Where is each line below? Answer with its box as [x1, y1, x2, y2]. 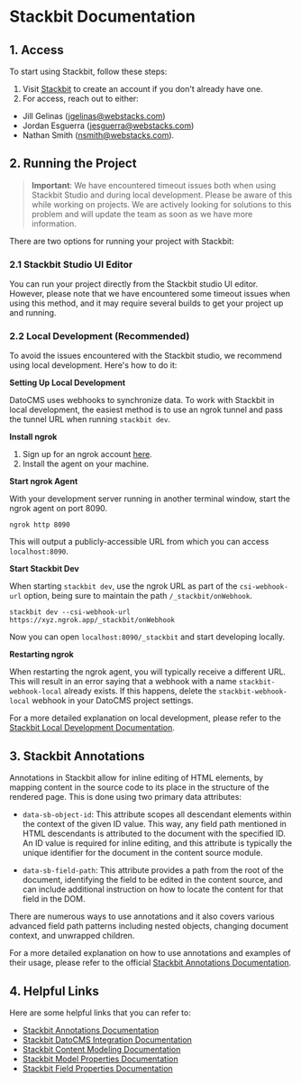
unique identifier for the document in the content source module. [22, 848, 263, 858]
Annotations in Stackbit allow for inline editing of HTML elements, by [9, 773, 264, 784]
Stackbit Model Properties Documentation [22, 1053, 178, 1065]
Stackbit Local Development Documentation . [9, 722, 176, 733]
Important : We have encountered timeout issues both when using [31, 179, 277, 190]
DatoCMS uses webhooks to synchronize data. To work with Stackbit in [9, 395, 275, 406]
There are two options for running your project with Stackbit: [9, 235, 234, 246]
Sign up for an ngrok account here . [22, 449, 153, 460]
